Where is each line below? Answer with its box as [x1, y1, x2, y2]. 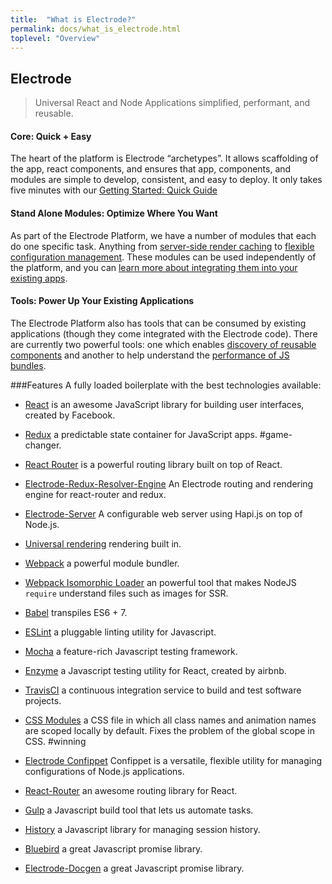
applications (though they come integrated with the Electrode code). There [10, 327, 318, 340]
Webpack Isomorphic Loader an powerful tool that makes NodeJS [24, 576, 297, 588]
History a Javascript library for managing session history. [24, 823, 261, 835]
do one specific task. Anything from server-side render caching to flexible [10, 240, 315, 252]
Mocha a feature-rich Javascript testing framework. [24, 645, 238, 657]
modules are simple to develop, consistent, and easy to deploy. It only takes [10, 174, 323, 186]
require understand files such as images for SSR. [24, 587, 229, 599]
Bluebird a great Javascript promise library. [24, 842, 203, 855]
